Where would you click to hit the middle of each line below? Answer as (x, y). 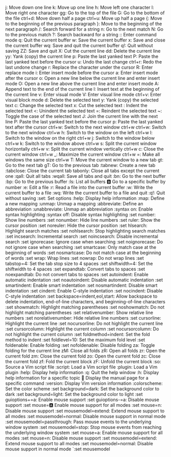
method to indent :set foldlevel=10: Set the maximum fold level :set (75, 340)
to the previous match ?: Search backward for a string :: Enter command (81, 35)
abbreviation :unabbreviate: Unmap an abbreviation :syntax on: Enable (79, 209)
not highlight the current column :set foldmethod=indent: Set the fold (78, 334)
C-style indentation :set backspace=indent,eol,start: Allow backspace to (81, 296)
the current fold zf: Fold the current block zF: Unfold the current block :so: (83, 361)
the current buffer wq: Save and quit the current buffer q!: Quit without (79, 45)
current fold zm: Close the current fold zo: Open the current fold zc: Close (83, 356)
